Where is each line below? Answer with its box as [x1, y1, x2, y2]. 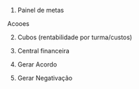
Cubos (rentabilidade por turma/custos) [17, 33, 133, 41]
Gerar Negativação [17, 74, 72, 82]
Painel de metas [17, 6, 65, 14]
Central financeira [17, 47, 70, 55]
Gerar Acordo [17, 60, 58, 69]
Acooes [7, 20, 29, 27]
